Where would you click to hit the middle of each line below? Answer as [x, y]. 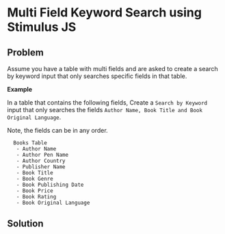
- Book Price [35, 191]
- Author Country [41, 161]
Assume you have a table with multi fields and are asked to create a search [113, 69]
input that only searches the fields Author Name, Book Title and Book [105, 110]
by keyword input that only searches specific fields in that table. [97, 76]
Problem [26, 52]
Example [20, 89]
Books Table [30, 143]
